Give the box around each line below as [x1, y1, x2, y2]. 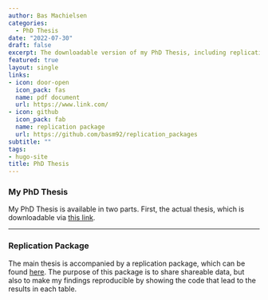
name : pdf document [15, 93, 81, 101]
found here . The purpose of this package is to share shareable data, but [8, 266, 245, 276]
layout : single [8, 64, 59, 72]
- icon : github [8, 109, 59, 116]
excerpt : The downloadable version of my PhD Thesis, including [8, 49, 227, 57]
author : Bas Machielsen [8, 11, 88, 20]
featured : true [8, 57, 59, 65]
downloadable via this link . [8, 213, 96, 223]
